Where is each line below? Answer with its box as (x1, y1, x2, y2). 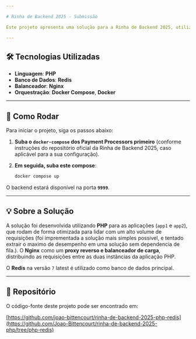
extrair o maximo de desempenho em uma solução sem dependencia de (6, 241, 180, 248)
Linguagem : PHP (14, 70, 57, 77)
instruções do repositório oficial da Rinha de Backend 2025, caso (14, 145, 171, 152)
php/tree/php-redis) (6, 326, 54, 333)
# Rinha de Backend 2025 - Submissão (6, 13, 98, 19)
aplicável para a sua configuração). (14, 150, 100, 158)
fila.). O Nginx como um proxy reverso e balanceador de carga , (6, 246, 160, 254)
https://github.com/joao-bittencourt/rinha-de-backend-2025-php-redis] (8, 314, 181, 321)
